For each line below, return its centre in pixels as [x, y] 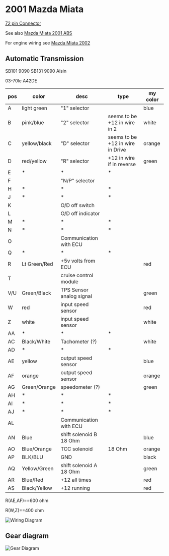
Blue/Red [33, 480]
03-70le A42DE [21, 81]
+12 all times [76, 480]
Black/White [36, 341]
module [70, 281]
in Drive [117, 149]
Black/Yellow [37, 488]
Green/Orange [39, 387]
